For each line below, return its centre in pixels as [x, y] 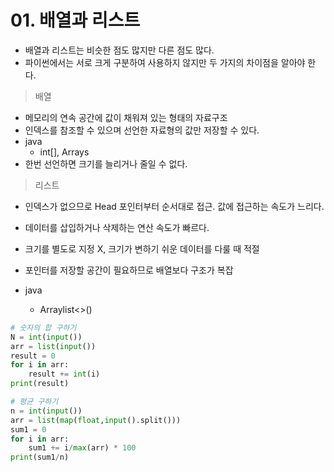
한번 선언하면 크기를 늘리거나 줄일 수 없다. [106, 163]
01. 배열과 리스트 [75, 20]
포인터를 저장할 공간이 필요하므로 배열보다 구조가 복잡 [129, 270]
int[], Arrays [64, 152]
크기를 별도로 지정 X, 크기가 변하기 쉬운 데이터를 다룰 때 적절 [142, 248]
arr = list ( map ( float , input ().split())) [96, 420]
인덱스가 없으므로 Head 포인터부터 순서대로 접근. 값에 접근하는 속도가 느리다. [174, 206]
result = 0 [33, 356]
